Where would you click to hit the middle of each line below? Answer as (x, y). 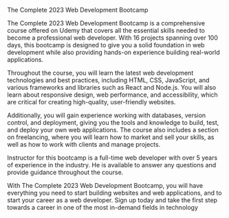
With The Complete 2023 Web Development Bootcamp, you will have (105, 185)
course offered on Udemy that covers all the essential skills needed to (106, 31)
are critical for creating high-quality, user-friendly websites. (91, 102)
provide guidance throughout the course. (65, 172)
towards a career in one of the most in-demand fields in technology (102, 207)
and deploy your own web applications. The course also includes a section (113, 130)
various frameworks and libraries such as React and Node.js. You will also (112, 87)
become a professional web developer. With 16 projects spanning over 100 (112, 38)
